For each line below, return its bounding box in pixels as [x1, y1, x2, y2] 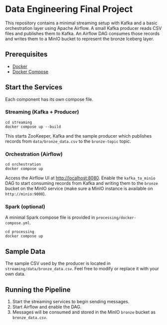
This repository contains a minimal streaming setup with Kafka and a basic [5, 20, 158, 26]
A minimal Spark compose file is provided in [5, 215, 95, 221]
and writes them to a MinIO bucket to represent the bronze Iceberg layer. [5, 36, 154, 42]
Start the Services [5, 83, 63, 91]
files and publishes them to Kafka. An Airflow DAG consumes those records [5, 30, 160, 36]
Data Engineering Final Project [5, 3, 133, 15]
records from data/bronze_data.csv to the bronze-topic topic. [5, 138, 131, 144]
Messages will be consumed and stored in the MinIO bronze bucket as [12, 309, 156, 315]
